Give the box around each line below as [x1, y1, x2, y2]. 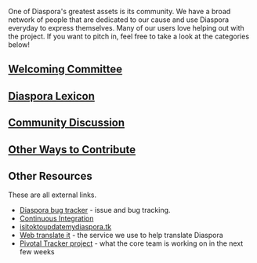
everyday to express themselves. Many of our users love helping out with [8, 24, 244, 32]
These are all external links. [8, 190, 97, 199]
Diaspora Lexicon [8, 89, 96, 103]
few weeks [19, 247, 55, 257]
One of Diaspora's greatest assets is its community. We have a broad [8, 7, 231, 16]
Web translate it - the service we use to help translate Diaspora [19, 231, 223, 240]
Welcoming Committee [8, 63, 123, 76]
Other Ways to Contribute [8, 143, 136, 156]
